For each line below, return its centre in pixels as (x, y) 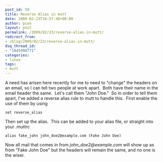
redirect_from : (21, 37)
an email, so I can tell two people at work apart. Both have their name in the (81, 88)
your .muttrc (18, 127)
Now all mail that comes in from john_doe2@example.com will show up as (80, 145)
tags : (11, 64)
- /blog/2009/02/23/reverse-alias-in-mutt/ (50, 42)
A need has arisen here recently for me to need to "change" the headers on (81, 83)
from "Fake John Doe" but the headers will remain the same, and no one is (80, 150)
